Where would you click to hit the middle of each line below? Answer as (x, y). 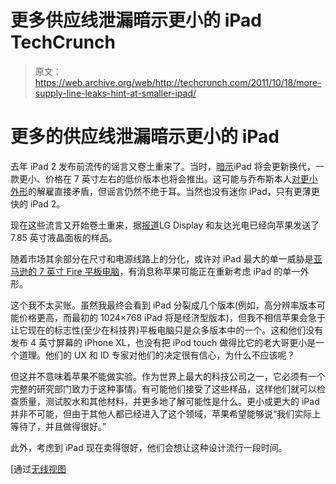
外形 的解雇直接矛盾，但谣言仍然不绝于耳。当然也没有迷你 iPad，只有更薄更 (165, 191)
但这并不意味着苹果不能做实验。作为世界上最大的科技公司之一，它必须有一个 (168, 376)
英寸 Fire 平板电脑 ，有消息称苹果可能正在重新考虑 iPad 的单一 (173, 271)
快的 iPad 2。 (38, 203)
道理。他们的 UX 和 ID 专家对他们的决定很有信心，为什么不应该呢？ (157, 355)
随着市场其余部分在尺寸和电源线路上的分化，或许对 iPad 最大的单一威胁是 (162, 258)
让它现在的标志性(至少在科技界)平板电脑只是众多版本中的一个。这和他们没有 (167, 330)
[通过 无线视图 (38, 468)
